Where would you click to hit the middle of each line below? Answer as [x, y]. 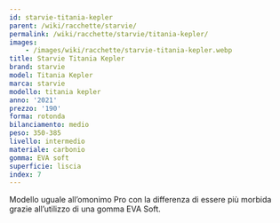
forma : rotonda [37, 116]
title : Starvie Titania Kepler [67, 59]
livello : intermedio [48, 141]
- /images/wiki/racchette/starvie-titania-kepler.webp [129, 51]
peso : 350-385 [36, 133]
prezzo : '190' [36, 108]
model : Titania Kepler [51, 76]
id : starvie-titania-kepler [61, 17]
